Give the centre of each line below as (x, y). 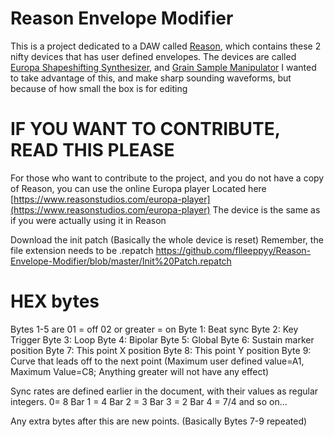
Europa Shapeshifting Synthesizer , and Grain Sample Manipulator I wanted (163, 67)
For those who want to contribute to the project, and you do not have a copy (167, 178)
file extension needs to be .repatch (82, 250)
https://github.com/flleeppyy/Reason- (233, 250)
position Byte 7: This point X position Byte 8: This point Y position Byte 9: (161, 350)
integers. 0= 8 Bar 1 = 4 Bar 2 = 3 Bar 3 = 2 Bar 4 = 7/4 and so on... (149, 401)
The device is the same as (266, 209)
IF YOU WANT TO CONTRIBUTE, (145, 129)
